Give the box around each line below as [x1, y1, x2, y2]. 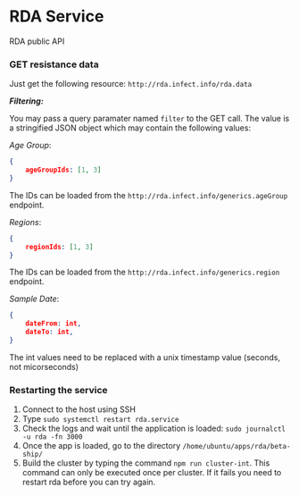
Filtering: [9, 96, 45, 106]
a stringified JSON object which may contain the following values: [9, 122, 252, 133]
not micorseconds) [9, 361, 79, 372]
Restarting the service [9, 383, 109, 396]
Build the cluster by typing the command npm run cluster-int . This [21, 458, 270, 468]
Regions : [9, 216, 42, 227]
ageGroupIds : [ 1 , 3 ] [25, 165, 102, 175]
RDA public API [9, 36, 65, 46]
